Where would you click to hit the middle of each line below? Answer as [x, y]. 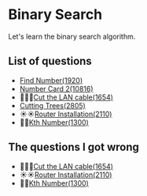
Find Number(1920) [51, 80]
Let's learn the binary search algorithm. [72, 36]
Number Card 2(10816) [56, 89]
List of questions [50, 61]
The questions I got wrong [74, 147]
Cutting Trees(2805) [53, 105]
